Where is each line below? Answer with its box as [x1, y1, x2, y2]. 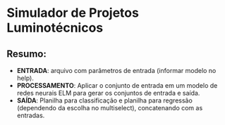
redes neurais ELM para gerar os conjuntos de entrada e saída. [16, 89, 200, 97]
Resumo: [6, 48, 47, 60]
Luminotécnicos [6, 20, 104, 36]
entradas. [16, 111, 45, 119]
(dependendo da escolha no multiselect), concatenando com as [16, 104, 203, 112]
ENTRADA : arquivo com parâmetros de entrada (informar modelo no [16, 67, 217, 74]
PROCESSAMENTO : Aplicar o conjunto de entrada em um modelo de [16, 81, 218, 89]
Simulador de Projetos [6, 5, 139, 21]
